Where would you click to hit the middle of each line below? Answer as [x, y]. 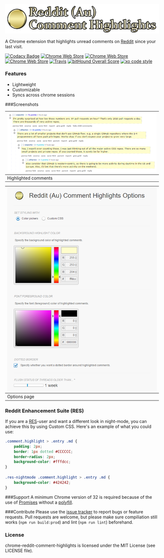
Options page [21, 397]
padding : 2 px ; [28, 446]
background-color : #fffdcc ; [42, 462]
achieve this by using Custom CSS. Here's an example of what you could [78, 426]
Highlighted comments [30, 178]
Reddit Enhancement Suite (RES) [44, 411]
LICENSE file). [19, 550]
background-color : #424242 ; [42, 482]
